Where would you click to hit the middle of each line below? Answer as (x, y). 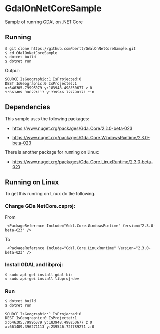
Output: (13, 70)
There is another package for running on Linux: (52, 152)
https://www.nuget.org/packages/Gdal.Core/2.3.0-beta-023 (72, 128)
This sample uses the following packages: (47, 119)
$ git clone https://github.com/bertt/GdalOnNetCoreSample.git (71, 48)
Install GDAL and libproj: (34, 264)
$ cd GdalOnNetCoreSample (31, 53)
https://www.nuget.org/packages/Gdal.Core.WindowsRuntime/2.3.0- (81, 137)
